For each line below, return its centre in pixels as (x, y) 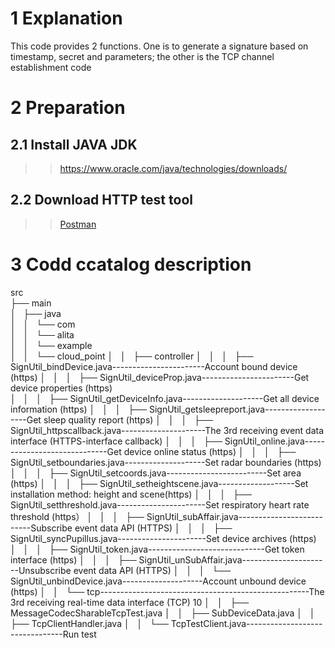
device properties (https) (61, 388)
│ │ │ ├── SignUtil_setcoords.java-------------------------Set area (156, 473)
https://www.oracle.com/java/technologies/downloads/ (173, 168)
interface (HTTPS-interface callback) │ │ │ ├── (116, 441)
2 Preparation (68, 108)
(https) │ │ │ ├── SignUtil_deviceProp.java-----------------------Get (160, 377)
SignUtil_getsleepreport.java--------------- (237, 409)
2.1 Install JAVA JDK (74, 144)
